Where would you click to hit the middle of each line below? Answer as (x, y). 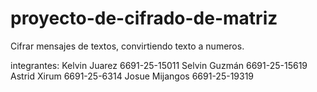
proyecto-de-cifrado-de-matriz (144, 18)
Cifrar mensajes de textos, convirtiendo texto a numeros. (127, 46)
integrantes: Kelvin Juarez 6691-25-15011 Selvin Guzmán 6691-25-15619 (159, 65)
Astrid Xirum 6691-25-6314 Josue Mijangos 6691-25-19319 (132, 76)
